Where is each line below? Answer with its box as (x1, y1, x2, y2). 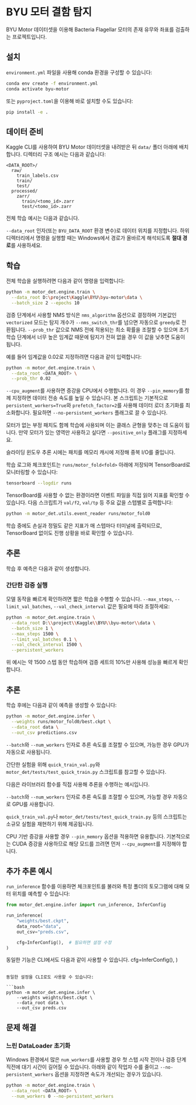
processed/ (11, 188, 38, 194)
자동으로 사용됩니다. (6, 748, 51, 755)
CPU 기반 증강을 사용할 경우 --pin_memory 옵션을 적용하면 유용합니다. (6, 833, 166, 840)
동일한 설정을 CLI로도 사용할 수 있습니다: (6, 974, 94, 981)
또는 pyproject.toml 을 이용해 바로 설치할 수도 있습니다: (6, 97, 133, 105)
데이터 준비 (6, 127, 44, 137)
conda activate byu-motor (6, 86, 69, 92)
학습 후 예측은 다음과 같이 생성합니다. (6, 565, 91, 572)
